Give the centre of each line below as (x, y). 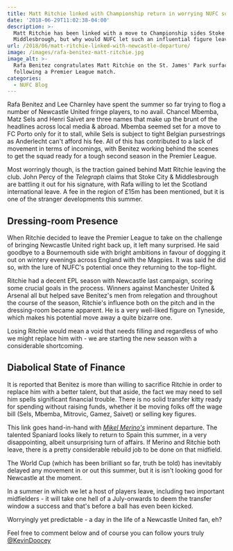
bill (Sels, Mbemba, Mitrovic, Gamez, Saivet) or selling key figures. (102, 413)
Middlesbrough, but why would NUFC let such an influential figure (113, 40)
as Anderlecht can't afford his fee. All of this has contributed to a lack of (110, 141)
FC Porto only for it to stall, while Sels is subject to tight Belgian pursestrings (116, 134)
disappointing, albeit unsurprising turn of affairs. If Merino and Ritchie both (114, 442)
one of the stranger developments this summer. (75, 199)
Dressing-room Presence (63, 221)
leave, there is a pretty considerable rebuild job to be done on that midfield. (115, 450)
